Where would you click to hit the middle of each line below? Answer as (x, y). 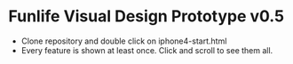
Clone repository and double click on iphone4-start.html (124, 41)
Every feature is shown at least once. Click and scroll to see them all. (147, 50)
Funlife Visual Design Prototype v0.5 (146, 16)
